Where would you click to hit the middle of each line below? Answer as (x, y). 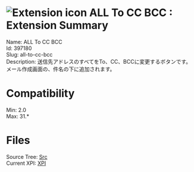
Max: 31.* (18, 116)
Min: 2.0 (16, 110)
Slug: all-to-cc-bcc (29, 54)
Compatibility (40, 94)
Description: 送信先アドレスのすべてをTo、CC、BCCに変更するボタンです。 (99, 61)
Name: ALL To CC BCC (34, 42)
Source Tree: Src (27, 157)
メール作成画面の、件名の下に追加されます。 (61, 69)
